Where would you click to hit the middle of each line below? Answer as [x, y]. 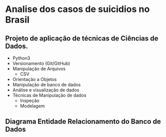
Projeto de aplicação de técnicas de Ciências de [82, 38]
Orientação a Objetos [34, 79]
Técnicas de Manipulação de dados [49, 95]
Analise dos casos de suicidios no [77, 9]
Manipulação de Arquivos [39, 69]
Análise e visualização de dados [46, 90]
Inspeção [30, 100]
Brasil [17, 20]
